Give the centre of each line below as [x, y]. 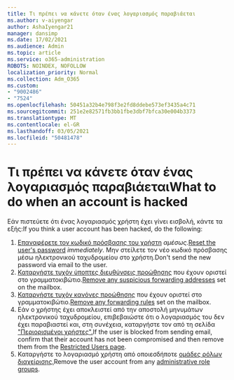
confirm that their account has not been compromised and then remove [121, 339]
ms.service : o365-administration [56, 60]
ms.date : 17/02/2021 [37, 40]
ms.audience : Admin [36, 46]
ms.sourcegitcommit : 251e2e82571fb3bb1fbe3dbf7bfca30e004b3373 [102, 111]
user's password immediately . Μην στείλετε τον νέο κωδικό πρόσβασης [122, 250]
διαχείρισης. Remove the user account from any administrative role [113, 362]
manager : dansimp [33, 33]
